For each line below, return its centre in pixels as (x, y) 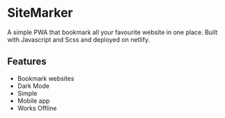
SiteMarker (40, 13)
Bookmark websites (46, 78)
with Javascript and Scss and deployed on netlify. (79, 39)
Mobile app (33, 101)
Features (27, 62)
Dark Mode (33, 86)
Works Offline (37, 108)
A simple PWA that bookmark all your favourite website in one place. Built (113, 32)
